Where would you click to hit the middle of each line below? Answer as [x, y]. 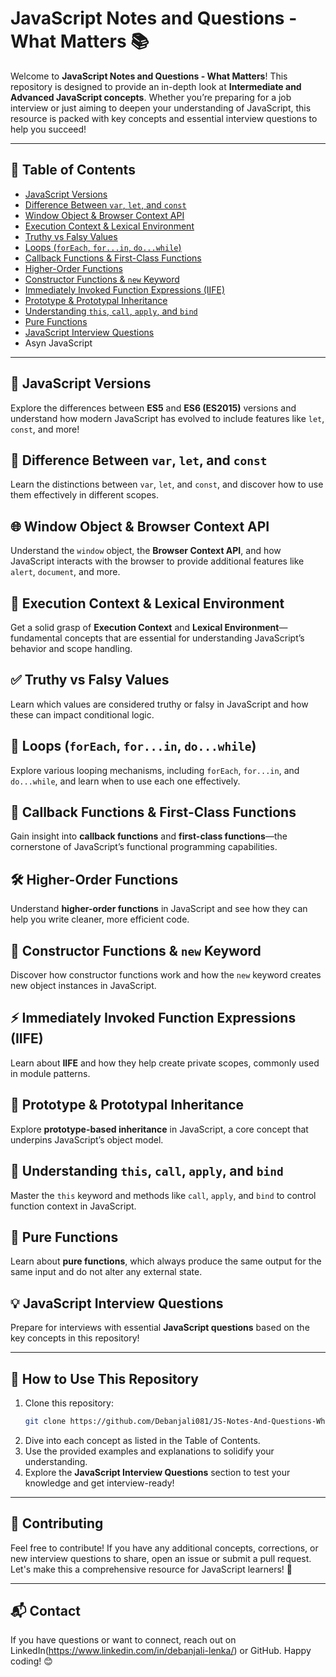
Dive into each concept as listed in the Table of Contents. [142, 1440]
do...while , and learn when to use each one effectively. [125, 781]
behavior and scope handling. [71, 648]
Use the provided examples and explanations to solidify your [149, 1451]
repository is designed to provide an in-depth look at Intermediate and [156, 86]
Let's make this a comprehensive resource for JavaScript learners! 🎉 [151, 1569]
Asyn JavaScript [58, 343]
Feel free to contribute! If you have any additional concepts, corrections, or [164, 1548]
